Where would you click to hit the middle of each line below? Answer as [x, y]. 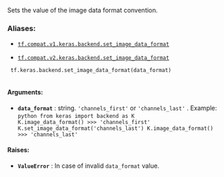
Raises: [18, 150]
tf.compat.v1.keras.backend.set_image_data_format [93, 44]
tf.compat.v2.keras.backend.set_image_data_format [93, 58]
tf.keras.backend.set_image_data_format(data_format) [91, 71]
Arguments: [25, 92]
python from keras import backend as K [76, 116]
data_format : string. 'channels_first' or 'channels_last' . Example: [117, 108]
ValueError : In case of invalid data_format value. [88, 166]
